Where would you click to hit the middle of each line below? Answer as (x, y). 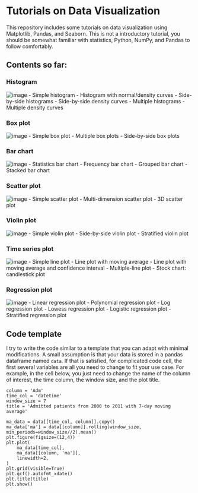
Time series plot (30, 249)
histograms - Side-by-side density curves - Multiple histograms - (106, 101)
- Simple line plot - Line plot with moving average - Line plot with (108, 262)
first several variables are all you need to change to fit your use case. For (95, 367)
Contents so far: (37, 65)
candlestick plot (26, 274)
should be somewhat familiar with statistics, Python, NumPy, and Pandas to (98, 40)
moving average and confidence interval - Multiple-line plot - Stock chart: (96, 268)
